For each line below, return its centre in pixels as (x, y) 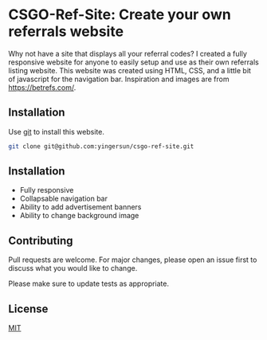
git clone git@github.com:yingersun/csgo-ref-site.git (101, 146)
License (28, 309)
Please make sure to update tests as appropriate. (89, 283)
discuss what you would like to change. (73, 268)
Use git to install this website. (57, 131)
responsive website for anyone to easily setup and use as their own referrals (133, 62)
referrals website (66, 31)
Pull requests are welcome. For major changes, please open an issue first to (133, 260)
